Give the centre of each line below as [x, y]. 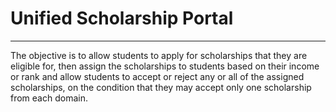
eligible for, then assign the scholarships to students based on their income [165, 66]
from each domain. [49, 98]
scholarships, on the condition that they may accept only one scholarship [161, 87]
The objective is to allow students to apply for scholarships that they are [159, 55]
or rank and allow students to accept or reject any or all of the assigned [157, 76]
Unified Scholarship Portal [122, 18]
